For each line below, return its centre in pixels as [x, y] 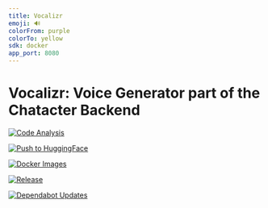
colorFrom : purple [39, 31]
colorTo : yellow [36, 38]
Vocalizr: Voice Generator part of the [134, 93]
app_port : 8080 [34, 53]
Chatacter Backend [74, 110]
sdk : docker [28, 46]
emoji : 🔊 [24, 23]
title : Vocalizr [36, 16]
